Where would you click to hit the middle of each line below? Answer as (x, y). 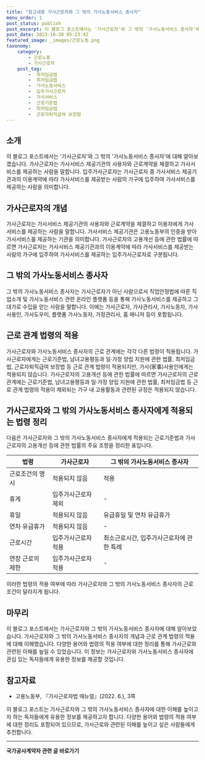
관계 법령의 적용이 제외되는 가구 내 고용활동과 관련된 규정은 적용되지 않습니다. (105, 389)
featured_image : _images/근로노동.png (53, 40)
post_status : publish (34, 23)
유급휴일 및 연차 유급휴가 (137, 515)
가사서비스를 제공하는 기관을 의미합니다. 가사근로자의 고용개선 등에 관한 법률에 (99, 239)
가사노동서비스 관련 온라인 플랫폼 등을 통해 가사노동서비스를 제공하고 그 (114, 299)
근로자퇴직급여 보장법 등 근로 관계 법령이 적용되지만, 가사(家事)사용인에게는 (104, 367)
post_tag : (30, 69)
